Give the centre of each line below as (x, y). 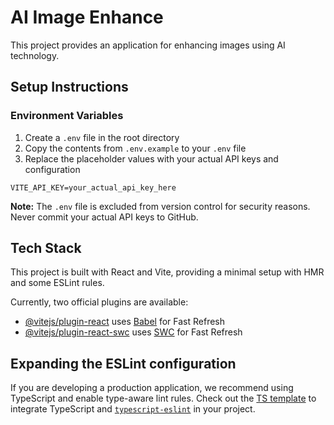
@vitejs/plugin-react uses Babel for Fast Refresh (125, 322)
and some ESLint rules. (57, 283)
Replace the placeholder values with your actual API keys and (151, 158)
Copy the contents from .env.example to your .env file (135, 148)
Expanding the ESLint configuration (123, 363)
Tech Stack (46, 248)
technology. (35, 55)
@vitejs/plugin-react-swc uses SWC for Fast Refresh (133, 332)
